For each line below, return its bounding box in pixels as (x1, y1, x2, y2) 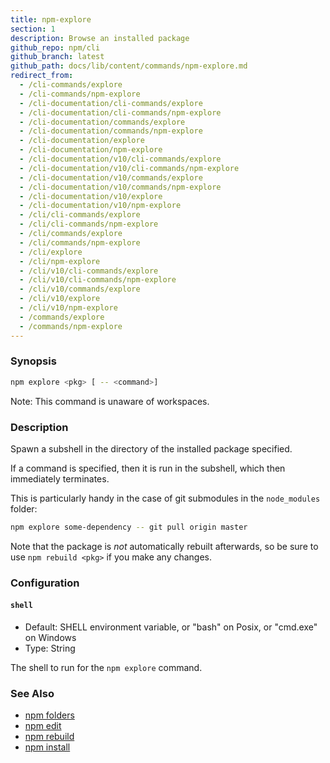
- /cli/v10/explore (19, 294, 101, 304)
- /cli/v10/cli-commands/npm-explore (19, 275, 177, 285)
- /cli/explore (19, 247, 83, 257)
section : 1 (10, 24, 56, 34)
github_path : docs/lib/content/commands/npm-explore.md (10, 61, 248, 71)
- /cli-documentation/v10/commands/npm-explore (19, 182, 222, 192)
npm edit (24, 720, 62, 732)
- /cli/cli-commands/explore (19, 210, 141, 220)
